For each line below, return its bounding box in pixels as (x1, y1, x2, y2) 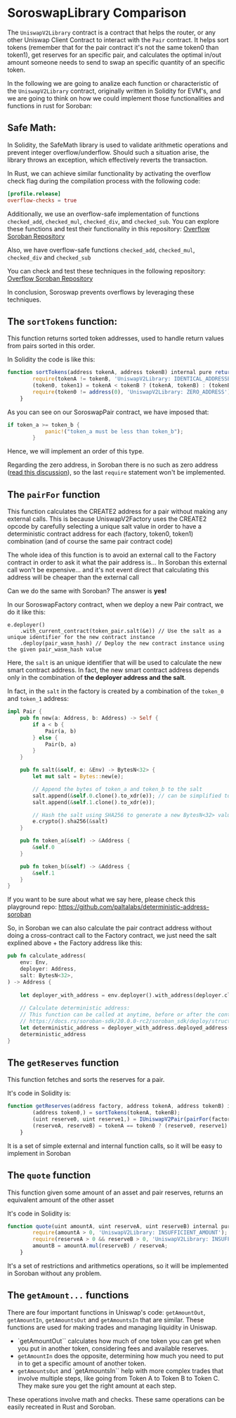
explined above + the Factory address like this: (7, 939, 143, 947)
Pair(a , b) (44, 728, 77, 735)
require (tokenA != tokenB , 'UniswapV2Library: (32, 375, 171, 382)
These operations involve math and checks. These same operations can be (7, 1395, 225, 1403)
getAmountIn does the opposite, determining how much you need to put (17, 1351, 224, 1360)
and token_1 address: (7, 695, 69, 703)
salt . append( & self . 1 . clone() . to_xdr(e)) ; (32, 799, 156, 806)
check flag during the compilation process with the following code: (7, 176, 201, 185)
